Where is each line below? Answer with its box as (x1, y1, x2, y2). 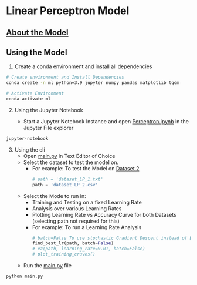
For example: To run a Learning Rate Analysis (32, 223, 142, 230)
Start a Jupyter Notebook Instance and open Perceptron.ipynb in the (23, 118, 189, 125)
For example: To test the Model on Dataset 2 (32, 165, 140, 172)
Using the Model (6, 47, 67, 57)
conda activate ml (6, 96, 51, 102)
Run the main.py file (23, 262, 72, 269)
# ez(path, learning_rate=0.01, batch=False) (32, 246, 145, 252)
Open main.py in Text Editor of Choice (23, 152, 116, 159)
